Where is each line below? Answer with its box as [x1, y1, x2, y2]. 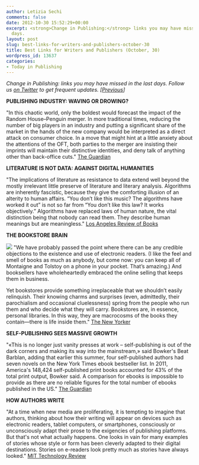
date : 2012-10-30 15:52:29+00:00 [6, 20, 89, 25]
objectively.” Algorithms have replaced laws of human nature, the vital [6, 208, 176, 215]
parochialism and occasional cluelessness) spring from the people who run [6, 300, 190, 307]
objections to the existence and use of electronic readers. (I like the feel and [6, 250, 192, 258]
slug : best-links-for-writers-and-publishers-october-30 [6, 42, 150, 48]
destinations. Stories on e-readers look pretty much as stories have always [6, 446, 189, 453]
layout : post [6, 36, 38, 42]
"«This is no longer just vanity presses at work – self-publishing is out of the [6, 341, 191, 348]
